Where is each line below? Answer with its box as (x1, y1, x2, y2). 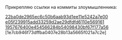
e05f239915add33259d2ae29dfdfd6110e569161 (5, 19, 104, 25)
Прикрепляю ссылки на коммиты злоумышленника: (5, 4, 117, 10)
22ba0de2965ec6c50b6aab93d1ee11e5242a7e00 (5, 14, 108, 19)
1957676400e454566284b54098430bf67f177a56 (5, 24, 109, 30)
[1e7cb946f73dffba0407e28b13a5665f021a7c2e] (5, 30, 106, 35)
